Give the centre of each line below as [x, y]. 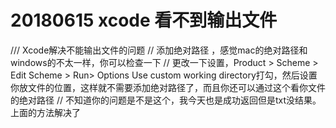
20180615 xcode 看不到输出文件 [144, 20]
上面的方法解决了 [45, 112]
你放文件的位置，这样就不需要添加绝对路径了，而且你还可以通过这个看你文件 [168, 87]
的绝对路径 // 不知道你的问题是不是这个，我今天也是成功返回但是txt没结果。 [166, 100]
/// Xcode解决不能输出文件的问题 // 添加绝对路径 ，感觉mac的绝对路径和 [159, 50]
